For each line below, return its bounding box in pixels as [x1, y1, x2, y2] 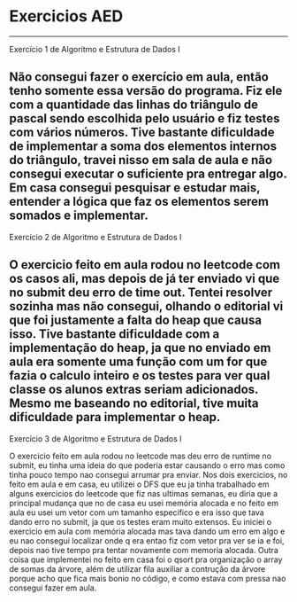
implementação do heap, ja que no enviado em [9, 340, 271, 356]
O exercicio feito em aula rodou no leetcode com [9, 257, 281, 272]
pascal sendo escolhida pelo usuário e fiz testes [9, 111, 280, 126]
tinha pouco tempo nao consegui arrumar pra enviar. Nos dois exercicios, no [9, 469, 288, 480]
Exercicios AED [9, 6, 124, 27]
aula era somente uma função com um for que [9, 355, 268, 370]
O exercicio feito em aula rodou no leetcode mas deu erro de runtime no [9, 450, 272, 461]
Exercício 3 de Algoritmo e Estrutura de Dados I [9, 433, 182, 444]
